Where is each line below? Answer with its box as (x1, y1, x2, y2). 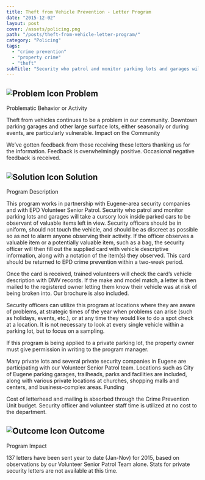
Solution (65, 172, 98, 182)
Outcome (68, 426, 105, 437)
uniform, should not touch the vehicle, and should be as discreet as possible (6, 226, 198, 233)
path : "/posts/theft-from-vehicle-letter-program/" (6, 32, 140, 38)
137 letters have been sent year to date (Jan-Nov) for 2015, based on (6, 454, 180, 461)
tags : (6, 43, 20, 49)
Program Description (6, 188, 59, 195)
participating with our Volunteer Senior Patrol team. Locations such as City (6, 364, 194, 371)
